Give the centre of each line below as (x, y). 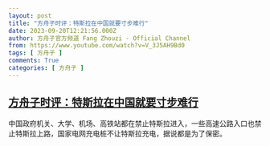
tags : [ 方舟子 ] (35, 53)
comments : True (34, 61)
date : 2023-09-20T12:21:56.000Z (62, 30)
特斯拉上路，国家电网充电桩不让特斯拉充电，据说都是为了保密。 (121, 133)
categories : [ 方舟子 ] (46, 68)
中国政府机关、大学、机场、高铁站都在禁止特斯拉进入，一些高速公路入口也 (131, 123)
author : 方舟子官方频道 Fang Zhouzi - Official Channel (100, 38)
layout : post (30, 16)
